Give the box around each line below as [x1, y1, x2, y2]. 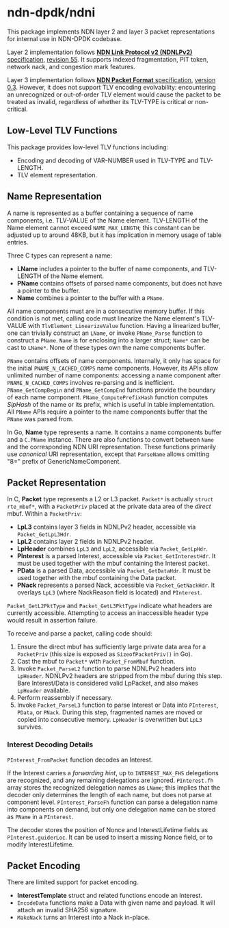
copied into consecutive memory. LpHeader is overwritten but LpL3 [16, 716, 203, 724]
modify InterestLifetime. [7, 840, 75, 849]
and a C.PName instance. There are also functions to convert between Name [7, 435, 214, 443]
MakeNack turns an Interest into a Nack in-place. [16, 913, 150, 922]
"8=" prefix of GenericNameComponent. [7, 457, 122, 465]
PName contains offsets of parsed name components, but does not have [16, 279, 222, 287]
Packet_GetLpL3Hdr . [16, 530, 72, 538]
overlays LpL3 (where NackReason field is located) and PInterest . [16, 588, 202, 597]
